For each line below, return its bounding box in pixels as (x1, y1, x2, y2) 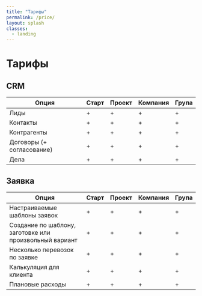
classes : (6, 25, 28, 32)
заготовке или (9, 228, 51, 237)
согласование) (9, 145, 53, 154)
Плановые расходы (9, 280, 66, 288)
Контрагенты (9, 128, 47, 137)
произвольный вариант (9, 235, 78, 244)
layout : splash (6, 20, 44, 26)
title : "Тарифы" (6, 8, 47, 15)
